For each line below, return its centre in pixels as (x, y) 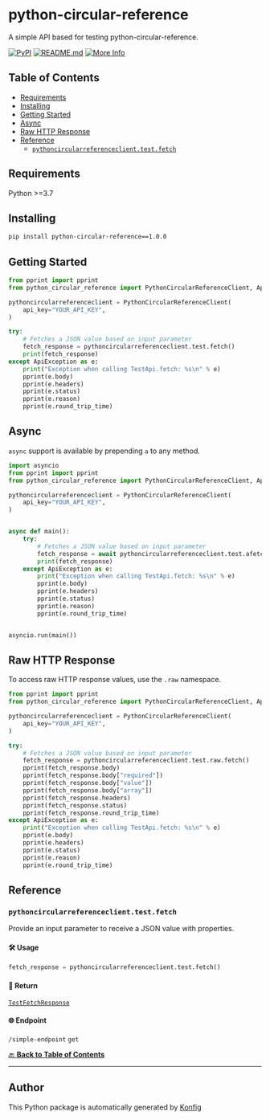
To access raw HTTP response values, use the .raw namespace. (115, 680)
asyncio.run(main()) (43, 635)
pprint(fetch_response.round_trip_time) (91, 813)
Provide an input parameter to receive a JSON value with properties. (121, 929)
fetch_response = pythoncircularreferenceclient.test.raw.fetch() (136, 761)
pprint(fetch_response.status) (75, 805)
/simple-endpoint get (43, 1039)
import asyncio (34, 465)
